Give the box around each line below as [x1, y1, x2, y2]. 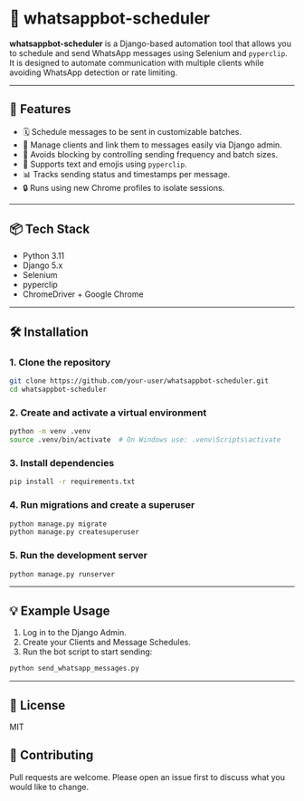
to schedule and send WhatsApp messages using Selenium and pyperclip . [9, 47, 288, 58]
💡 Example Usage [9, 603, 110, 618]
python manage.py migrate [9, 520, 107, 529]
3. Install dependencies [9, 456, 115, 469]
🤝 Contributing [9, 748, 94, 763]
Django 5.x [22, 260, 63, 271]
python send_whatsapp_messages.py [9, 664, 140, 673]
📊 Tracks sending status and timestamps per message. [22, 168, 231, 179]
